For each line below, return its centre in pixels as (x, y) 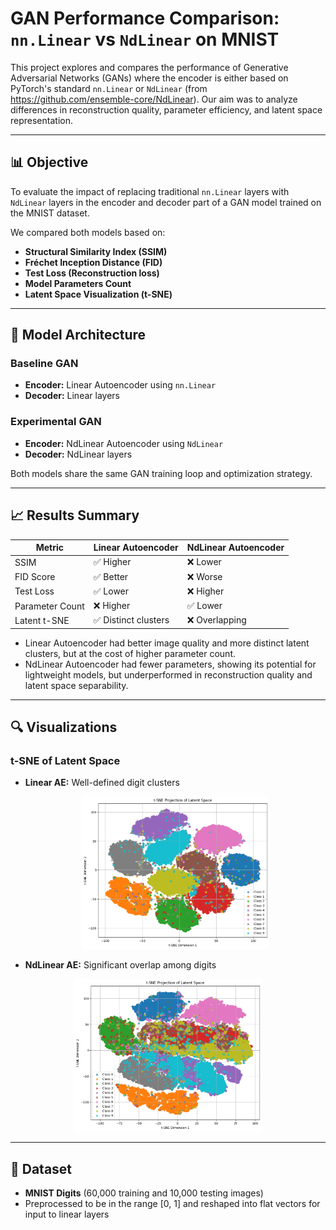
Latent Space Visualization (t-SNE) (98, 294)
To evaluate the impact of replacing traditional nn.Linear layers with (150, 191)
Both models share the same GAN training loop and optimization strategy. (161, 473)
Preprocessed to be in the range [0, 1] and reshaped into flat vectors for (172, 1204)
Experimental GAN (56, 422)
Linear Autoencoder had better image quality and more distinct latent (167, 643)
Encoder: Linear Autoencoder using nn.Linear (120, 385)
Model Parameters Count (78, 283)
